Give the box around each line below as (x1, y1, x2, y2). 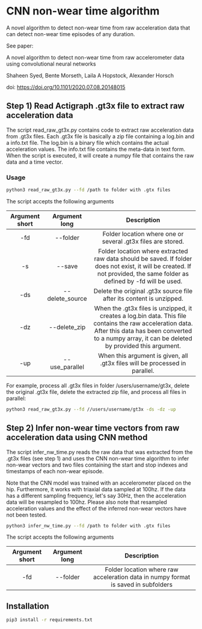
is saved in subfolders (111, 580, 173, 589)
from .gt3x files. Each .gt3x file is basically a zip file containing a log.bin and (6, 132, 195, 140)
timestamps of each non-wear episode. (6, 467, 104, 474)
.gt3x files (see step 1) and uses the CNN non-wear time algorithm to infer (6, 455, 189, 462)
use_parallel (50, 363, 84, 371)
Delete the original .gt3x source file (93, 287, 193, 295)
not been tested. (6, 511, 47, 518)
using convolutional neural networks (6, 60, 96, 67)
